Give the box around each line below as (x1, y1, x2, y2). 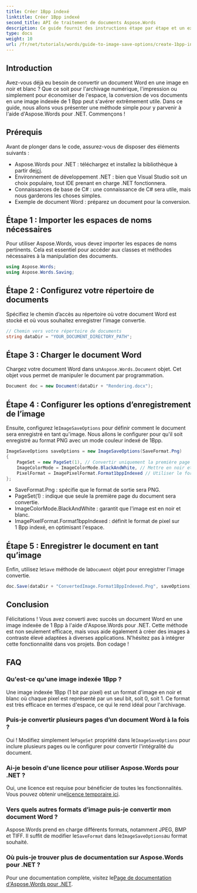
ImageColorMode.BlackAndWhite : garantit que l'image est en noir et (14, 505, 181, 512)
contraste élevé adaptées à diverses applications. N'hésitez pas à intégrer (6, 634, 185, 641)
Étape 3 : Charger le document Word (6, 350, 142, 360)
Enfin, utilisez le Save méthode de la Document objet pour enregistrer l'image (6, 566, 185, 573)
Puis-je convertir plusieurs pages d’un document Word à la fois (6, 716, 189, 724)
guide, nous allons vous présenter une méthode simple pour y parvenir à (6, 104, 182, 111)
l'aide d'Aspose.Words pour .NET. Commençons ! (6, 110, 125, 117)
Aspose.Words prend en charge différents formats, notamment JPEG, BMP (6, 826, 186, 834)
